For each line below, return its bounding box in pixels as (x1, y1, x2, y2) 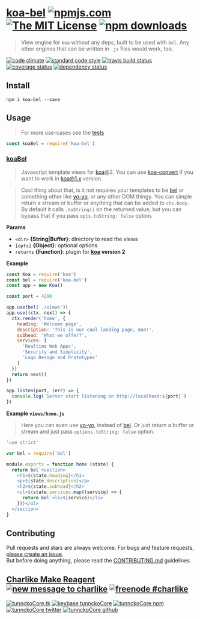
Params (6, 223, 26, 231)
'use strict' (6, 440, 39, 446)
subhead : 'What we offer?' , (17, 332, 87, 338)
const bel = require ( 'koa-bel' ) (6, 277, 87, 283)
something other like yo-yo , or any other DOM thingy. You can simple (20, 192, 192, 200)
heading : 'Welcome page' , (17, 321, 82, 327)
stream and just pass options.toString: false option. (20, 428, 155, 436)
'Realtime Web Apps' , (22, 343, 77, 350)
